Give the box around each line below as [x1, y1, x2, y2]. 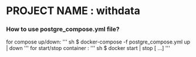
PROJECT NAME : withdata [6, 4, 141, 18]
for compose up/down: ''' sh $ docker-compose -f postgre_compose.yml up [6, 38, 191, 45]
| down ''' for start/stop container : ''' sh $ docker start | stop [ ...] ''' [6, 45, 170, 52]
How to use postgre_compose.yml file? [6, 25, 120, 33]
